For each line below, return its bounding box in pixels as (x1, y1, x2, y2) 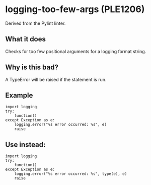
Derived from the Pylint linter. (5, 20, 66, 26)
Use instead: (5, 140, 46, 149)
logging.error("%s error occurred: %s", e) (14, 122, 107, 127)
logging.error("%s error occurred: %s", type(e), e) (14, 171, 127, 176)
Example (5, 91, 33, 100)
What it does (5, 35, 46, 43)
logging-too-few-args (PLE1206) (5, 4, 145, 15)
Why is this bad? (5, 63, 59, 72)
